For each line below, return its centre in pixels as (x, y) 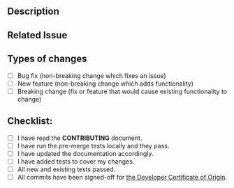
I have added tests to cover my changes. (76, 161)
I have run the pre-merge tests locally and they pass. (93, 146)
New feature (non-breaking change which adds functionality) (105, 84)
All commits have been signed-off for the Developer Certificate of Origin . (122, 177)
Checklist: (30, 121)
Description (33, 11)
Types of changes (47, 59)
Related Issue (37, 35)
